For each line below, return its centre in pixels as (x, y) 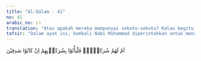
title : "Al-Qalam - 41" (36, 12)
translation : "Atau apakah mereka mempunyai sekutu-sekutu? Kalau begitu (100, 28)
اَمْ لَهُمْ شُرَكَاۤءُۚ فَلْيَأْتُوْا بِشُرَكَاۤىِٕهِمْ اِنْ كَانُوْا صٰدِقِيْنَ (66, 50)
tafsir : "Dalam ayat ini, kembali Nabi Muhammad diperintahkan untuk (95, 34)
